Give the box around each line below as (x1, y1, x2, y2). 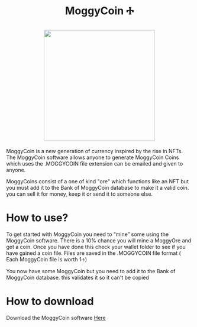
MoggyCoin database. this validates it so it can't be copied (6, 274, 150, 281)
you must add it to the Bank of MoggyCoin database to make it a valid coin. (6, 184, 189, 191)
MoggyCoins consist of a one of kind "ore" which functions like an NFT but (6, 177, 189, 184)
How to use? (6, 211, 69, 225)
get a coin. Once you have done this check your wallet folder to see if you (6, 243, 186, 250)
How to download (6, 294, 94, 308)
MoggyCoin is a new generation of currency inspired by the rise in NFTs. (6, 147, 183, 154)
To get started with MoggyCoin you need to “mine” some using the (6, 231, 169, 238)
